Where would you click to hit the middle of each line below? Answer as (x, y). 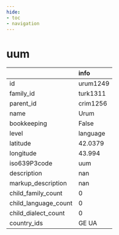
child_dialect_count (37, 214)
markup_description (38, 183)
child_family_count (36, 193)
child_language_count (41, 203)
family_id (22, 94)
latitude (20, 144)
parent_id (23, 104)
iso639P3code (31, 163)
